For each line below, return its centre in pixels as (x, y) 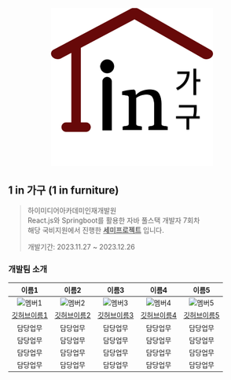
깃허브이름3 (115, 315)
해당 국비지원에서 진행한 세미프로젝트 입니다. (96, 231)
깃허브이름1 (30, 315)
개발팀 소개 (28, 269)
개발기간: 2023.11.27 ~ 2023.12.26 (81, 247)
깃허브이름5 (202, 315)
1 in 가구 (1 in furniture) (64, 190)
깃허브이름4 (158, 315)
